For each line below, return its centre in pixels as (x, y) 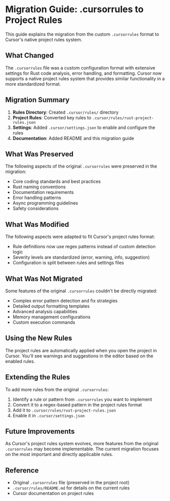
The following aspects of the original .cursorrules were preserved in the (81, 166)
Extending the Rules (38, 377)
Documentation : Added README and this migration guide (73, 138)
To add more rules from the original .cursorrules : (57, 389)
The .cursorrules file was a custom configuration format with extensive (80, 68)
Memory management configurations (52, 317)
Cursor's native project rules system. (44, 40)
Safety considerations (36, 209)
